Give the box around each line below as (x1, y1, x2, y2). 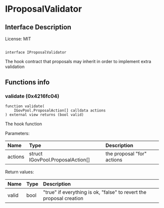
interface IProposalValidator (5, 50, 67, 55)
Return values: (5, 169, 34, 175)
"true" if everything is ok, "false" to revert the (43, 189, 146, 196)
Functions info (5, 78, 50, 86)
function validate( (5, 104, 45, 109)
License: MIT (5, 36, 31, 42)
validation (5, 64, 25, 69)
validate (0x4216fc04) (5, 92, 60, 99)
